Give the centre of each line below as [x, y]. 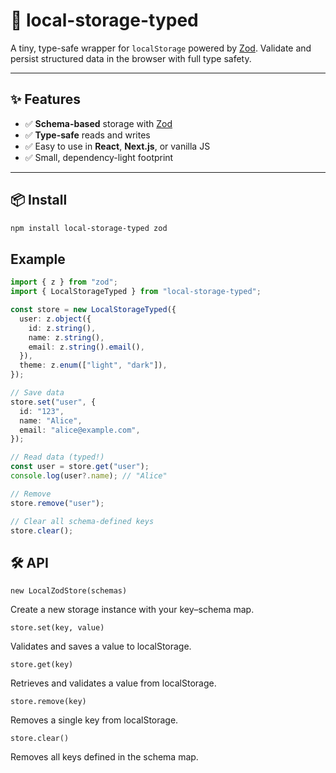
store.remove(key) [48, 702]
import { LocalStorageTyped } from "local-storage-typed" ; [136, 292]
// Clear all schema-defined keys [82, 521]
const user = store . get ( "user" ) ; [80, 467]
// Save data [37, 393]
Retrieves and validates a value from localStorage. [113, 683]
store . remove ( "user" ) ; [57, 503]
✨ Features [45, 99]
